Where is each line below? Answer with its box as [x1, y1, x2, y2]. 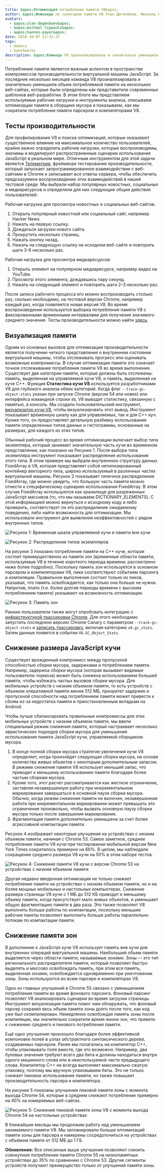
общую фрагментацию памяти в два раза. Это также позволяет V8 [5, 902, 145, 907]
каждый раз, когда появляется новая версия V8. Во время [5, 302, 128, 308]
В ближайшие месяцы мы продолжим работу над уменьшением [5, 1122, 141, 1128]
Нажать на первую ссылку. [12, 221, 69, 227]
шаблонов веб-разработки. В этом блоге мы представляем [5, 92, 130, 98]
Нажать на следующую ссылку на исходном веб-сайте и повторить [12, 242, 155, 248]
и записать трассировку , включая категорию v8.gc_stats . [32, 624, 154, 630]
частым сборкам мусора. [12, 775, 66, 780]
